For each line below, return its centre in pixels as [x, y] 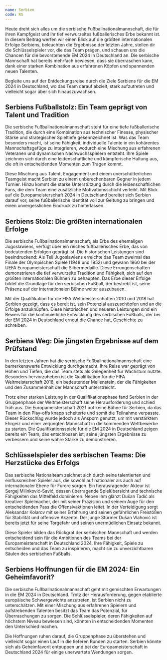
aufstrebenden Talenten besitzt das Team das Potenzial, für [67, 611]
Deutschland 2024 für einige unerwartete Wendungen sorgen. [69, 652]
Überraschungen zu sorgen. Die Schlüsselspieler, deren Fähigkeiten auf [79, 616]
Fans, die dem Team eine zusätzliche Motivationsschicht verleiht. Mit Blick [82, 190]
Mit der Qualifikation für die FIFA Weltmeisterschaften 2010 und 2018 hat [80, 299]
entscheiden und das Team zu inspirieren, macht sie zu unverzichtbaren [79, 548]
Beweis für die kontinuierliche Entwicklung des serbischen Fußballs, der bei [83, 315]
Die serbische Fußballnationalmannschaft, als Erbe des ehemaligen [74, 241]
